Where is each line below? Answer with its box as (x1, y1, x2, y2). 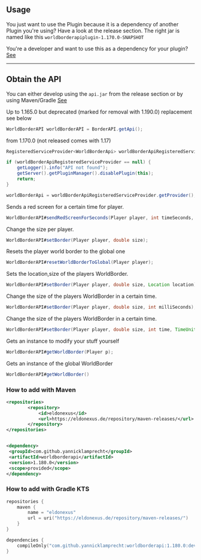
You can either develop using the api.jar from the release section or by (6, 90, 184, 98)
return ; (17, 176, 36, 182)
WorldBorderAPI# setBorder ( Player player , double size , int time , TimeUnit (6, 327, 197, 333)
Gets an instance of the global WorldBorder (6, 360, 113, 367)
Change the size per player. (6, 226, 74, 233)
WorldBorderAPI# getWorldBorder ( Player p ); (6, 349, 114, 355)
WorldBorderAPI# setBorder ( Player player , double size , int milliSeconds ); (6, 305, 197, 311)
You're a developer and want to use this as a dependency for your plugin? (6, 45, 188, 52)
